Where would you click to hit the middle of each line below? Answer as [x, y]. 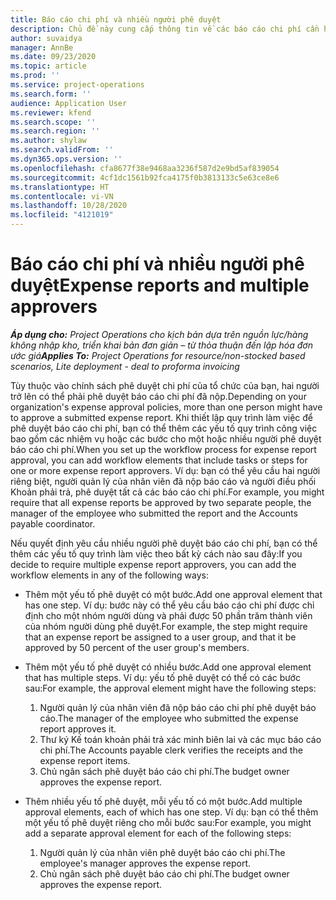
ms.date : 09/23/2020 [53, 57]
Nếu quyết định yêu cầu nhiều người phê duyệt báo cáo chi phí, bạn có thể [164, 543]
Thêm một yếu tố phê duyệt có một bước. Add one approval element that [173, 594]
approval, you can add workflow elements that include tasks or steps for [159, 460]
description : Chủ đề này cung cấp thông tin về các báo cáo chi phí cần [165, 29]
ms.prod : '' [35, 76]
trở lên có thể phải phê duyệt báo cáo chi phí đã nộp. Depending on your [158, 396]
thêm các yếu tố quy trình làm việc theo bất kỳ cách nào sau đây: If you [156, 553]
